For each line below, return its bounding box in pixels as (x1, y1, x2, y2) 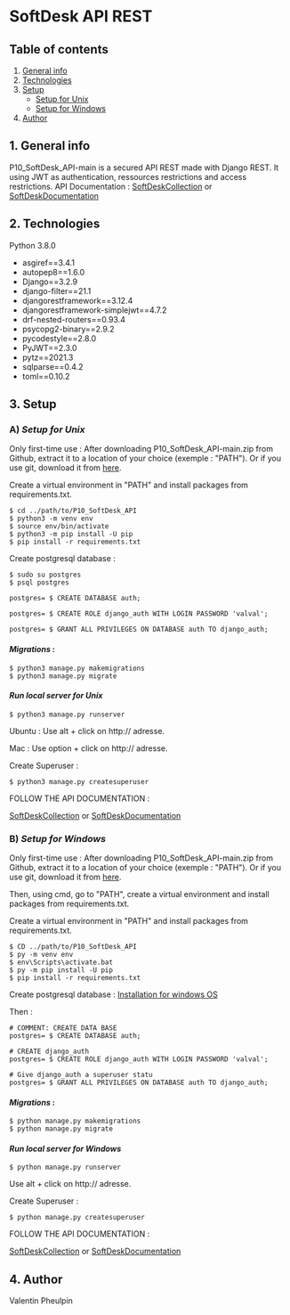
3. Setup (9, 396, 57, 412)
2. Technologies (9, 216, 101, 232)
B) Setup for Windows (9, 832, 107, 845)
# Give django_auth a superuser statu (9, 1071, 153, 1080)
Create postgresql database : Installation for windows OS (9, 989, 218, 1000)
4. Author (9, 1271, 63, 1286)
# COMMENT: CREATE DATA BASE (9, 1024, 117, 1033)
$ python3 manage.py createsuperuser (9, 777, 149, 786)
